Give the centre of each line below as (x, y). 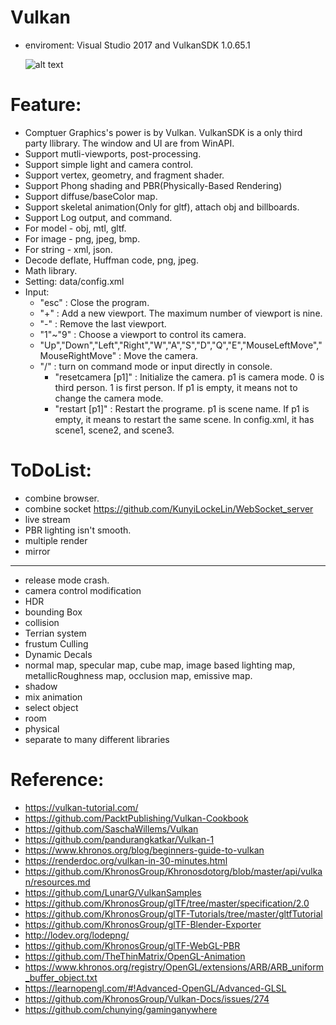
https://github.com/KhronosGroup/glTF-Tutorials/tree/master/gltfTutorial (173, 913)
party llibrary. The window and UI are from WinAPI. (129, 143)
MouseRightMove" (78, 355)
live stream (47, 519)
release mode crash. (67, 580)
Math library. (51, 270)
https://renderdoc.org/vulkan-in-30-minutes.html (126, 860)
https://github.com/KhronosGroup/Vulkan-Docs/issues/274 (147, 998)
